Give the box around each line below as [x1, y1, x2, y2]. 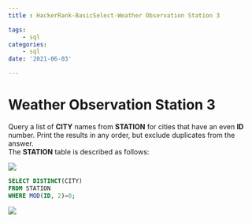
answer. [8, 139, 34, 148]
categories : [8, 40, 47, 48]
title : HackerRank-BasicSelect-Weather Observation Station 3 [8, 11, 220, 20]
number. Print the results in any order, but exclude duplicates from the [8, 130, 235, 139]
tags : [8, 25, 26, 34]
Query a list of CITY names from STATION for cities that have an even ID [8, 121, 244, 131]
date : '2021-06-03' [8, 55, 72, 63]
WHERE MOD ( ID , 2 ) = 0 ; [8, 191, 76, 199]
